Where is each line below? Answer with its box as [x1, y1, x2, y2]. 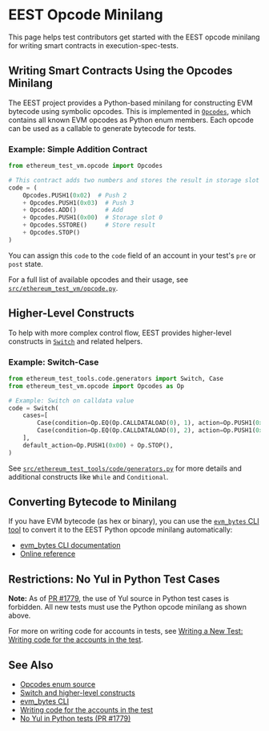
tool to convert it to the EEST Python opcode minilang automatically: [8, 525, 233, 535]
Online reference [19, 549, 76, 559]
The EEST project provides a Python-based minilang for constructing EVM [8, 98, 254, 108]
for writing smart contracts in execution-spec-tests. [8, 40, 179, 50]
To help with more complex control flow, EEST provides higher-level [8, 328, 232, 337]
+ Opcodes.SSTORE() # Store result [22, 221, 156, 230]
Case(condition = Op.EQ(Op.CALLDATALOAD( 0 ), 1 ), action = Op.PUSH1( [37, 419, 256, 427]
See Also [8, 658, 54, 672]
